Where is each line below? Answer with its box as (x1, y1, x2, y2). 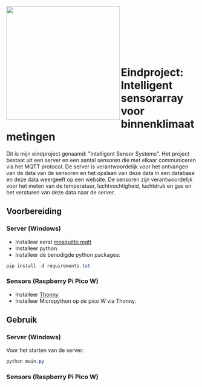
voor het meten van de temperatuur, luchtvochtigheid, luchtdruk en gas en (6, 182, 192, 190)
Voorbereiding (6, 206, 62, 217)
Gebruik (6, 315, 37, 325)
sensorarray (120, 91, 184, 105)
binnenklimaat (120, 117, 195, 131)
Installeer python (15, 245, 57, 252)
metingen (6, 130, 56, 144)
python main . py (6, 359, 45, 365)
